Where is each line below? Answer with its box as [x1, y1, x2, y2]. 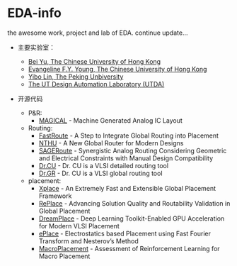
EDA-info [7, 5, 62, 21]
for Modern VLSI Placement [38, 221, 120, 230]
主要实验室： [17, 43, 55, 51]
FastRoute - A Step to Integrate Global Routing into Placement [38, 131, 219, 140]
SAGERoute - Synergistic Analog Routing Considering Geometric [38, 146, 227, 155]
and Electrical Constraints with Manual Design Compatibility [38, 154, 214, 162]
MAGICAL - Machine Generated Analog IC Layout [38, 116, 183, 125]
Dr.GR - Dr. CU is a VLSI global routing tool [38, 169, 163, 177]
